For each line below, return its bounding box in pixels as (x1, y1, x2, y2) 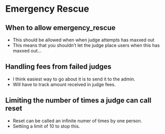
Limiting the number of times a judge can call (5, 96, 152, 105)
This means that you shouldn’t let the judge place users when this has (12, 42, 160, 48)
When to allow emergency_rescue (5, 23, 116, 32)
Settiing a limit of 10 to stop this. (12, 123, 80, 129)
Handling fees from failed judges (5, 62, 111, 71)
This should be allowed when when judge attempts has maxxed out (12, 37, 155, 43)
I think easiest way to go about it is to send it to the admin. (12, 76, 135, 82)
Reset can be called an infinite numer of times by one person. (12, 118, 143, 124)
